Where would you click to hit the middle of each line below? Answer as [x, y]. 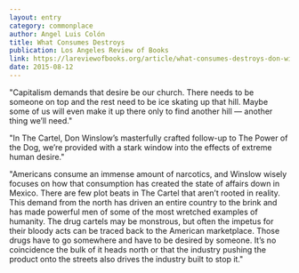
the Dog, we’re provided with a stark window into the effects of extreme [141, 147]
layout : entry [36, 17]
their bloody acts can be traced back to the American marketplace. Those [145, 230]
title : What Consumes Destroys [67, 42]
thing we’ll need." [41, 120]
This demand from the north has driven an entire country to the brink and [143, 202]
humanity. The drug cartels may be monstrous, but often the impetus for [141, 221]
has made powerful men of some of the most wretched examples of [133, 212]
